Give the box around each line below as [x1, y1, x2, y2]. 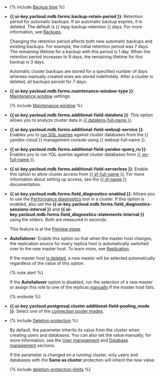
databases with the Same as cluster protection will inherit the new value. [9, 357, 156, 363]
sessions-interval [9, 206, 47, 212]
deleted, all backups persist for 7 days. [9, 79, 87, 84]
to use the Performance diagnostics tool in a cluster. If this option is [9, 196, 144, 202]
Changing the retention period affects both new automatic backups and [9, 38, 153, 44]
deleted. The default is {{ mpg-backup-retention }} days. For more [9, 24, 142, 30]
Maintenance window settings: [9, 93, 71, 99]
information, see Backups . [9, 29, 62, 34]
